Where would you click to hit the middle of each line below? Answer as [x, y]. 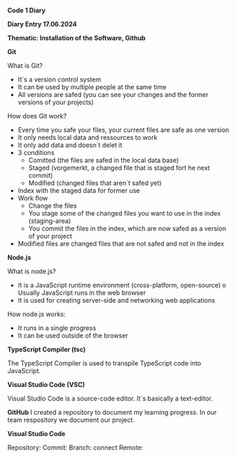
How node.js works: [37, 314]
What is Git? [25, 66]
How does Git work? [37, 116]
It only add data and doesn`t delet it [70, 145]
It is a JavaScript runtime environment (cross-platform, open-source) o [122, 285]
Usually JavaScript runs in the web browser [82, 293]
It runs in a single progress [57, 328]
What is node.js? [32, 271]
